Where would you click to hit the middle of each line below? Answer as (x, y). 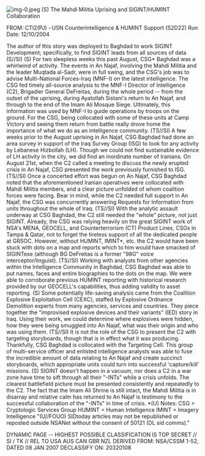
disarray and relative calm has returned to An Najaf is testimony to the (95, 397)
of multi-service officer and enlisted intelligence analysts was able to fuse (99, 351)
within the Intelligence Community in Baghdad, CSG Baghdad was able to (99, 267)
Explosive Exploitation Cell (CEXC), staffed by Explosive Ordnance (90, 299)
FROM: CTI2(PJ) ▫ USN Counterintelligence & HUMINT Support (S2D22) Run (102, 28)
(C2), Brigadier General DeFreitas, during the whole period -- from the (95, 91)
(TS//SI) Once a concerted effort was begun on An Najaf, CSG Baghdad (96, 176)
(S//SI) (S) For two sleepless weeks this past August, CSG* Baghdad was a (101, 59)
